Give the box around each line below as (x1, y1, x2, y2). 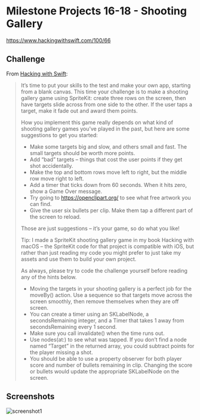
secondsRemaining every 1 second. (29, 323, 118, 330)
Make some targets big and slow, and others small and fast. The (29, 143, 187, 150)
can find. (29, 200, 52, 207)
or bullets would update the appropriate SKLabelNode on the (29, 367, 180, 375)
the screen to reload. (29, 213, 81, 220)
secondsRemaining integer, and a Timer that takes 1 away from (29, 316, 184, 324)
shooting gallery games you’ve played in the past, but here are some (20, 125, 190, 132)
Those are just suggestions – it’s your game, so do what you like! (20, 225, 180, 232)
